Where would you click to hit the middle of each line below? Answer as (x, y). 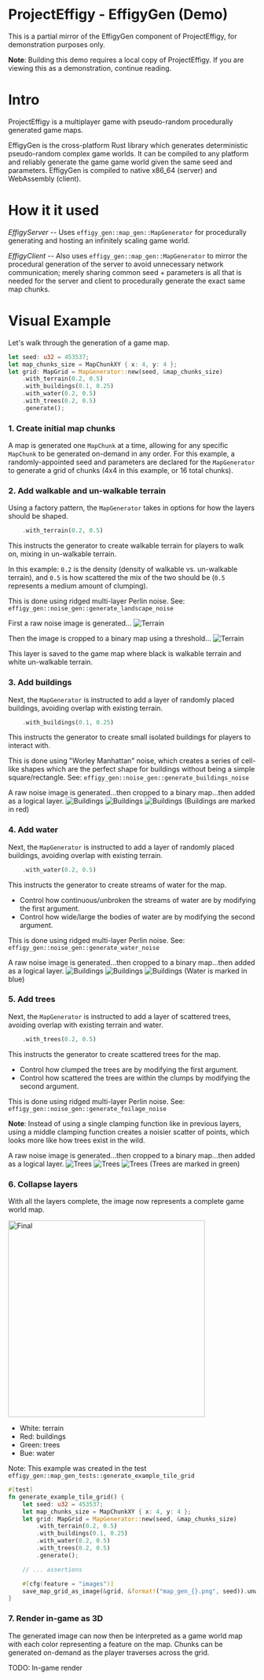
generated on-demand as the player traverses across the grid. (109, 1652)
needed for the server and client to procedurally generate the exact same (127, 281)
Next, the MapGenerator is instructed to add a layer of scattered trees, (120, 1016)
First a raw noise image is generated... (70, 623)
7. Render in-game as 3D (56, 1619)
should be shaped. (38, 516)
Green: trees (40, 1445)
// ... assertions (52, 1569)
